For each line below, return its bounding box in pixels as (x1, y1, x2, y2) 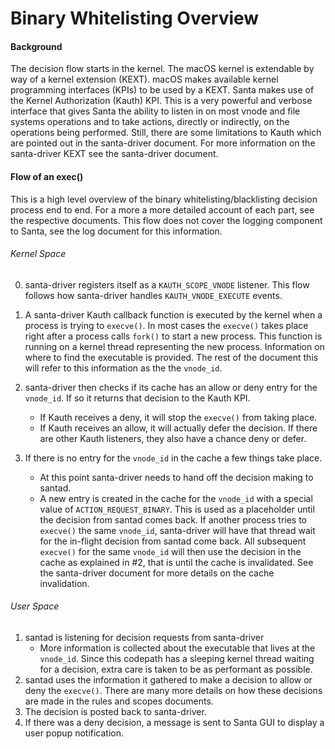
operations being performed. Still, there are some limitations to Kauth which (10, 127, 322, 139)
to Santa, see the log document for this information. (10, 225, 223, 237)
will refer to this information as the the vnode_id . (24, 362, 223, 374)
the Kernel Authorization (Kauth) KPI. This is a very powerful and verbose (10, 95, 313, 107)
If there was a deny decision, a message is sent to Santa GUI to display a (24, 717, 325, 728)
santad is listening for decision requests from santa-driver (24, 632, 265, 643)
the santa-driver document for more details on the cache (39, 567, 275, 579)
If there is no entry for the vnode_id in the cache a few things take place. (24, 452, 323, 464)
